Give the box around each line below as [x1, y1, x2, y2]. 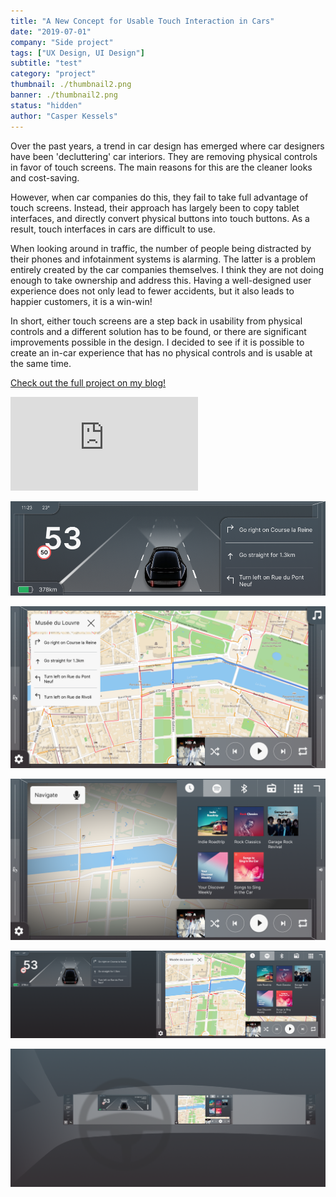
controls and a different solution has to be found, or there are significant [10, 325, 307, 337]
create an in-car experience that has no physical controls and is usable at [10, 346, 313, 359]
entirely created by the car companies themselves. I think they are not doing [10, 263, 325, 275]
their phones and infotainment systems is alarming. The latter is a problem [10, 253, 317, 265]
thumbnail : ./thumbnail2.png [10, 80, 132, 90]
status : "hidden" [10, 100, 83, 110]
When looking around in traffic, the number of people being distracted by [10, 242, 312, 254]
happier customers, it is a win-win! [10, 295, 153, 307]
